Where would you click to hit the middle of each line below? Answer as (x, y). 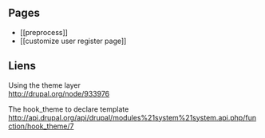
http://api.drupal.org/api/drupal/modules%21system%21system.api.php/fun (132, 117)
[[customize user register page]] (73, 41)
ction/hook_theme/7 (41, 126)
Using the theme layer (45, 85)
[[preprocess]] (44, 32)
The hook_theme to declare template (69, 109)
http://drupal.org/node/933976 (59, 93)
